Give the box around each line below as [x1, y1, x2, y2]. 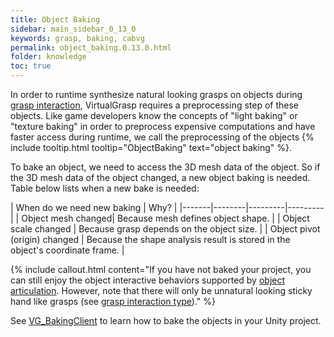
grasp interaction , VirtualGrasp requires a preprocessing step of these [10, 99, 300, 111]
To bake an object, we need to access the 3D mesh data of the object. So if [10, 161, 321, 173]
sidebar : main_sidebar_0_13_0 [10, 24, 137, 34]
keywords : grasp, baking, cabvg [10, 33, 145, 43]
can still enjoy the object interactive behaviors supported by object [10, 274, 286, 286]
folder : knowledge [10, 52, 87, 62]
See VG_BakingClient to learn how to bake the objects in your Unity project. [10, 315, 322, 326]
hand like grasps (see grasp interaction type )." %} [10, 296, 216, 307]
